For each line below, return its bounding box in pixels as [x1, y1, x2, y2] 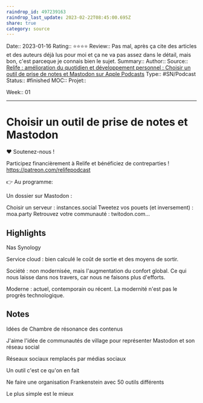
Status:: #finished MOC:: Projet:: [6, 77, 86, 84]
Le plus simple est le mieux [6, 390, 74, 397]
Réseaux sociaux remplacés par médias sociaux [6, 355, 126, 362]
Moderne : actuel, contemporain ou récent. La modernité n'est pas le [6, 285, 178, 293]
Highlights [6, 227, 47, 238]
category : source [6, 25, 50, 32]
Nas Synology [6, 244, 41, 251]
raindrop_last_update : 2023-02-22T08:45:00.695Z [6, 14, 131, 21]
